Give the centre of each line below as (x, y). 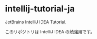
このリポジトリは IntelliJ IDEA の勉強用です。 (50, 31)
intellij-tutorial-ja (40, 9)
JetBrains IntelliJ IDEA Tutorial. (36, 22)
